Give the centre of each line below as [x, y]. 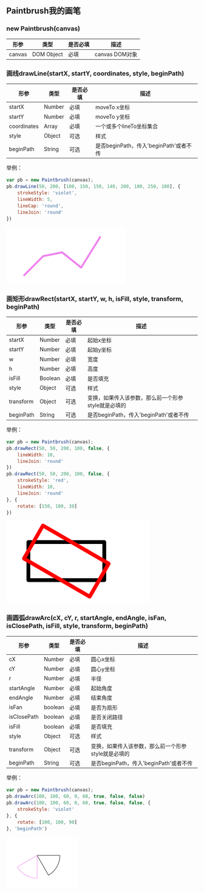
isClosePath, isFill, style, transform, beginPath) [77, 626]
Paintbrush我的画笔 [43, 11]
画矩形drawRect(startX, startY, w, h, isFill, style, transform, [95, 298]
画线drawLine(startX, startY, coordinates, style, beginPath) [95, 73]
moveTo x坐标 [113, 107]
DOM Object [48, 54]
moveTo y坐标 [113, 117]
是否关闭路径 [107, 717]
